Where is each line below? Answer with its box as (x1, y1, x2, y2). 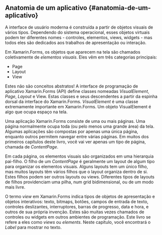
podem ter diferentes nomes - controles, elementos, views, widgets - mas (5, 34, 152, 40)
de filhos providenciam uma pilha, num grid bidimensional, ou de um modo (5, 179, 154, 185)
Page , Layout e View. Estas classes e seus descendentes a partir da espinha (5, 93, 158, 99)
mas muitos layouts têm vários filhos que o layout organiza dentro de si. (5, 169, 148, 175)
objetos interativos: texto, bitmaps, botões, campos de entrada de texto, (5, 198, 148, 205)
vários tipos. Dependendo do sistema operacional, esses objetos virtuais (5, 29, 150, 35)
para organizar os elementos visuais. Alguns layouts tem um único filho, (5, 163, 148, 169)
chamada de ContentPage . (5, 144, 59, 149)
